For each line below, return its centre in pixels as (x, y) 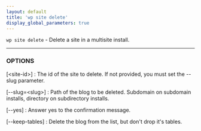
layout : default (26, 12)
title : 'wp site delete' (37, 17)
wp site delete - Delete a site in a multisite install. (68, 40)
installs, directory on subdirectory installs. (58, 98)
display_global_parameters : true (48, 23)
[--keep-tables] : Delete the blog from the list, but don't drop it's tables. (94, 121)
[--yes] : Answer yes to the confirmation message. (68, 110)
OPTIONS (20, 61)
